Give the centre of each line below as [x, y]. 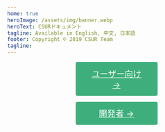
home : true [23, 14]
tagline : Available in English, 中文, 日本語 [71, 33]
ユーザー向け [116, 74]
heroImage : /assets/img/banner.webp [60, 20]
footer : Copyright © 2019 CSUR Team [60, 40]
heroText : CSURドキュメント [44, 26]
